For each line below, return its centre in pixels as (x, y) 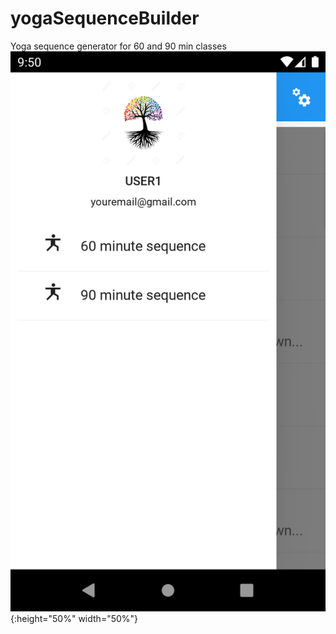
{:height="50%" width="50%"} (74, 618)
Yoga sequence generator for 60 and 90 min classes (118, 46)
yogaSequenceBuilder (105, 18)
